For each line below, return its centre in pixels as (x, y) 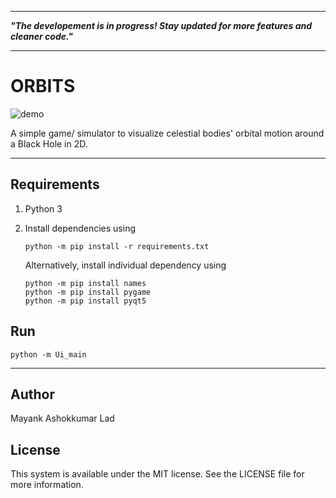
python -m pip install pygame (88, 292)
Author (32, 394)
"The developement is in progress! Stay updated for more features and (161, 25)
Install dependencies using (80, 228)
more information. (47, 485)
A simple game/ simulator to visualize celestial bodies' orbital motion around (167, 133)
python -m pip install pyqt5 (85, 301)
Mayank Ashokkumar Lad (62, 418)
